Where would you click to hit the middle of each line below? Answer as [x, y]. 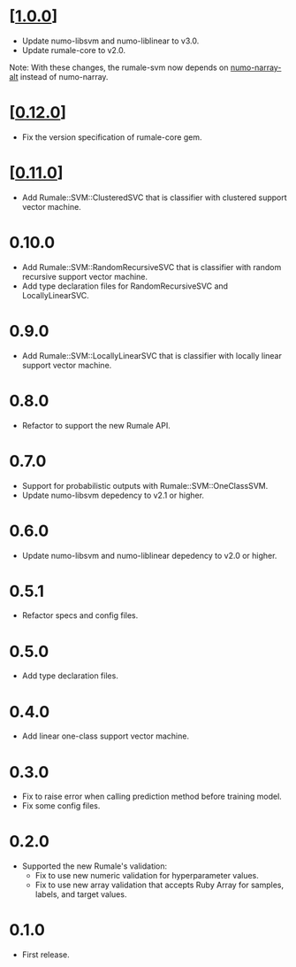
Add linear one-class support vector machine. [106, 736]
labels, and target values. [81, 894]
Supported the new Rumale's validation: [95, 866]
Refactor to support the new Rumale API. [96, 425]
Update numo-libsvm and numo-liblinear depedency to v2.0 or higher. [149, 555]
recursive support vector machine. [85, 276]
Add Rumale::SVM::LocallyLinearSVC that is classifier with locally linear [152, 355]
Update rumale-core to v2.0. [74, 50]
